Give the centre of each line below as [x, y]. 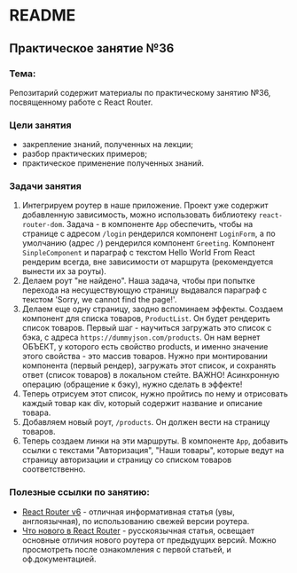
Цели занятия [40, 125]
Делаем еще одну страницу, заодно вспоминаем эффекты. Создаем [152, 309]
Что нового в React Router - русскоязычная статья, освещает [138, 530]
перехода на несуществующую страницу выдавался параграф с [145, 290]
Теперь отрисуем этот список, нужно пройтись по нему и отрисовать [155, 394]
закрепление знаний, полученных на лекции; [107, 145]
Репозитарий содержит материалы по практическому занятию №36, [140, 92]
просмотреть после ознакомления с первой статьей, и [127, 549]
